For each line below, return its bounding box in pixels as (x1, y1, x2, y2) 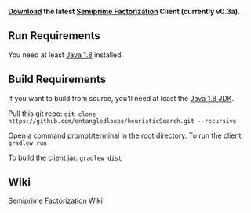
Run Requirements (8, 29, 100, 42)
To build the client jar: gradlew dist (8, 153, 122, 162)
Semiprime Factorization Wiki (8, 196, 104, 206)
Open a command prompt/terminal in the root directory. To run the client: (8, 131, 244, 140)
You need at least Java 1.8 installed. (8, 50, 124, 60)
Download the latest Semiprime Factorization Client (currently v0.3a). (8, 7, 241, 16)
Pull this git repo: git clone (8, 109, 96, 118)
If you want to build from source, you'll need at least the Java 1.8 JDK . (8, 93, 235, 103)
